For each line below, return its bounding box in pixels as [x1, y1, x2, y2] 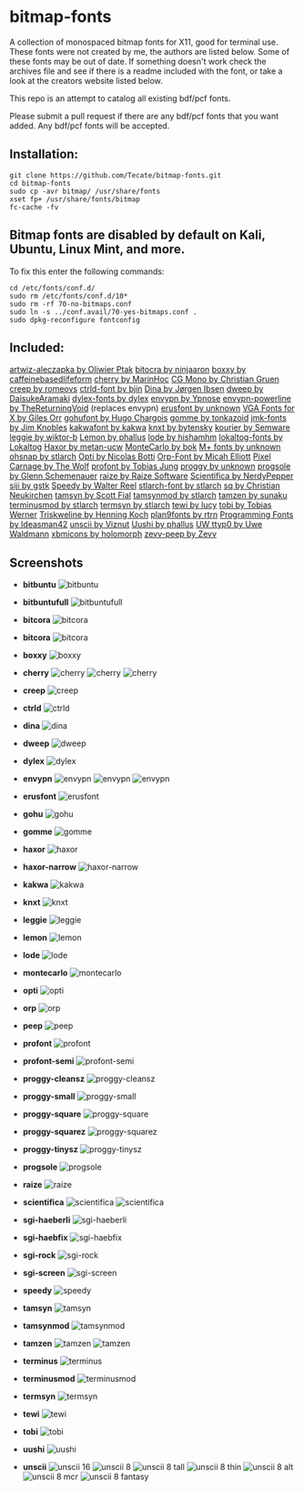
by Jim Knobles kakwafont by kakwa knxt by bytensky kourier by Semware [9, 422, 291, 434]
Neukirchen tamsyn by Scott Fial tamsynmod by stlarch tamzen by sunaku [9, 490, 289, 501]
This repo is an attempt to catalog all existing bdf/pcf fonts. [9, 93, 231, 104]
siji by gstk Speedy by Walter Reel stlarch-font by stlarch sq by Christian [9, 480, 280, 491]
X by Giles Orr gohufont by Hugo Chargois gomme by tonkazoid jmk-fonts [9, 413, 287, 424]
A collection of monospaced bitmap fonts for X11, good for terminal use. [9, 36, 279, 47]
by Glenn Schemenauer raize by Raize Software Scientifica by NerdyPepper [9, 471, 294, 482]
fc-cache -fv [9, 202, 59, 211]
